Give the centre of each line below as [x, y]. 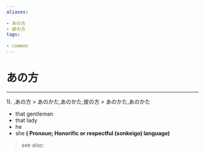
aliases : [17, 12]
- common [17, 46]
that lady [26, 120]
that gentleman [34, 114]
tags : [13, 35]
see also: [33, 145]
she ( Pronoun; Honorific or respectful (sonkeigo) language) [92, 133]
